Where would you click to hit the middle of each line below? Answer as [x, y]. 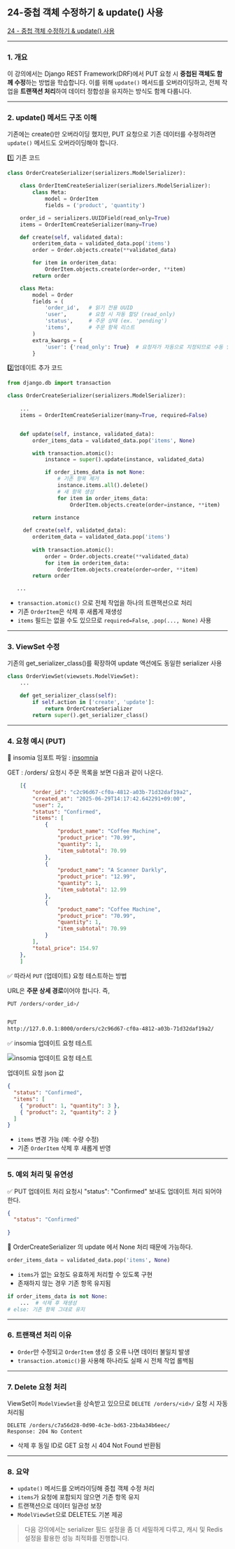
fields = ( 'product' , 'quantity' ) [95, 205]
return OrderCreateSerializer [88, 709]
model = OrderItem [71, 199]
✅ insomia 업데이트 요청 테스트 [50, 1043]
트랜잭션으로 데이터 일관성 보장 [59, 1506]
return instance [56, 517]
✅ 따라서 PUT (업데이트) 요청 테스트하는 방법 [67, 975]
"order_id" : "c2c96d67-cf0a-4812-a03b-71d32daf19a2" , [112, 792]
